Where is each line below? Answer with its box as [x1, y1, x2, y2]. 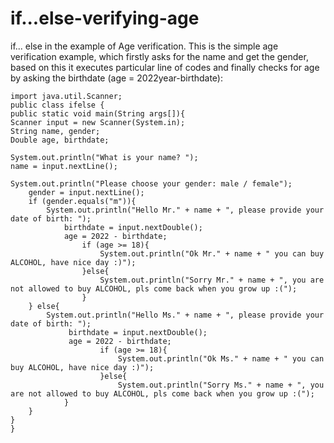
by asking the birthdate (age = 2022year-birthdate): [10, 72, 224, 84]
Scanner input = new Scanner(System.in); [10, 117, 186, 127]
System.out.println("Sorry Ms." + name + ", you [117, 380, 325, 390]
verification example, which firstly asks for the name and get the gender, [10, 50, 309, 62]
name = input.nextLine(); [10, 161, 118, 171]
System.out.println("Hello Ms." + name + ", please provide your [46, 310, 325, 320]
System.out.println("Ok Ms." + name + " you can [117, 353, 325, 364]
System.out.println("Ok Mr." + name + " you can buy [99, 248, 325, 259]
